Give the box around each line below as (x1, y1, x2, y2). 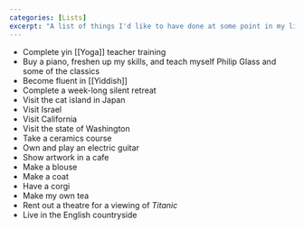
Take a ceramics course (22, 133, 112, 143)
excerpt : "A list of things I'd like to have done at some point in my (9, 22, 285, 31)
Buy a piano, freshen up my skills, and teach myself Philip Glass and (22, 56, 277, 67)
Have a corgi (22, 180, 71, 191)
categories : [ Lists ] (9, 13, 88, 23)
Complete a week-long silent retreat (22, 85, 157, 96)
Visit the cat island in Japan (22, 94, 126, 105)
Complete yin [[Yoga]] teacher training (22, 46, 166, 57)
